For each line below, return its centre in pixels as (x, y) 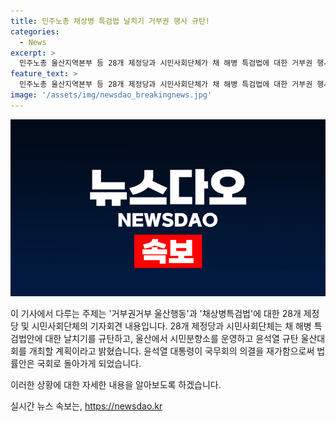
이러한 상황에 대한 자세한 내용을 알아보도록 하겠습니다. (116, 385)
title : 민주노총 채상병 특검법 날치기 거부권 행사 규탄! (110, 21)
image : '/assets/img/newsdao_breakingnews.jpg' (111, 95)
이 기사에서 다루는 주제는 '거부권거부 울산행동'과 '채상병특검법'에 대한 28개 (156, 314)
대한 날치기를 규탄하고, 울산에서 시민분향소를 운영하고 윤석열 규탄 (171, 339)
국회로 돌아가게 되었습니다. (89, 364)
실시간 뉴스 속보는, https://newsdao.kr (86, 406)
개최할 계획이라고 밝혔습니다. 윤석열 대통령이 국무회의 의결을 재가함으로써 (171, 351)
